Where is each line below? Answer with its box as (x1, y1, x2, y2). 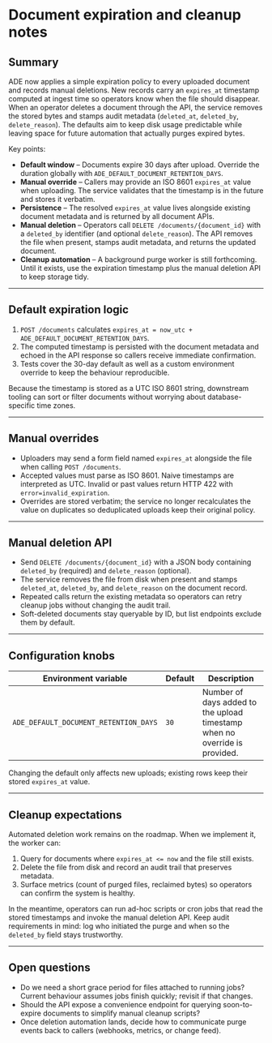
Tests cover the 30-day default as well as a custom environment (19, 358, 235, 368)
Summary (8, 55, 59, 69)
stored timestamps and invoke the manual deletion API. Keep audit (8, 912, 230, 922)
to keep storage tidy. (19, 272, 89, 281)
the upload (202, 707, 244, 719)
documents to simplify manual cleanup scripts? (43, 1008, 201, 1018)
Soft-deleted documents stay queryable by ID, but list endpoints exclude (19, 609, 261, 619)
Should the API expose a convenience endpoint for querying (19, 999, 222, 1009)
